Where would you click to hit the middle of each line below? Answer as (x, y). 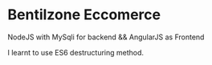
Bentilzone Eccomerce (84, 15)
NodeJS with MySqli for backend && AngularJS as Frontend (106, 37)
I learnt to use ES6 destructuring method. (76, 52)
